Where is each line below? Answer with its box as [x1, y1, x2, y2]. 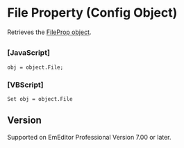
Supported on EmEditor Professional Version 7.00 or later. [7, 133, 172, 141]
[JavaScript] [7, 48, 51, 58]
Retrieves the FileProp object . [7, 28, 92, 36]
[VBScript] [7, 80, 44, 90]
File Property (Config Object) [7, 5, 178, 21]
